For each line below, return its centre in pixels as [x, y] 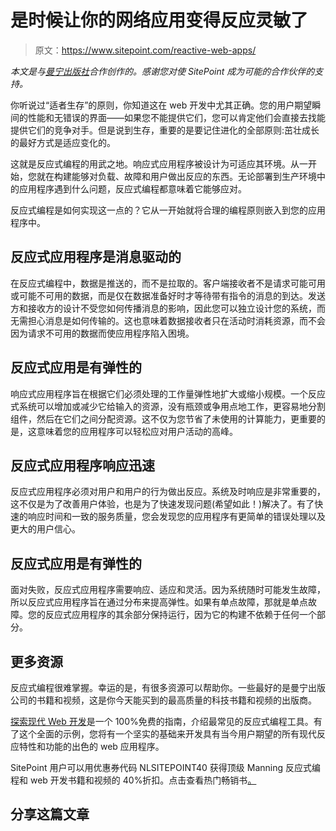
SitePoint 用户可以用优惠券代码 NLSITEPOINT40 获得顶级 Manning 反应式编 [166, 767]
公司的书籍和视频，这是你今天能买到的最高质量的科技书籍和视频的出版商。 [163, 700]
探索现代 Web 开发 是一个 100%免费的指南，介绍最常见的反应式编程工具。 [162, 721]
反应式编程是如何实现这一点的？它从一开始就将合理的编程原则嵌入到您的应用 [168, 210]
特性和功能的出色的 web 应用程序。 [91, 746]
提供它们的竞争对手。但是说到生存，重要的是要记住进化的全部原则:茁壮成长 [165, 130]
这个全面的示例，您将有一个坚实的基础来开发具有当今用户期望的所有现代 [167, 734]
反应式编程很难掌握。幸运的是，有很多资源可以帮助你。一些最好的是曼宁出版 [168, 687]
